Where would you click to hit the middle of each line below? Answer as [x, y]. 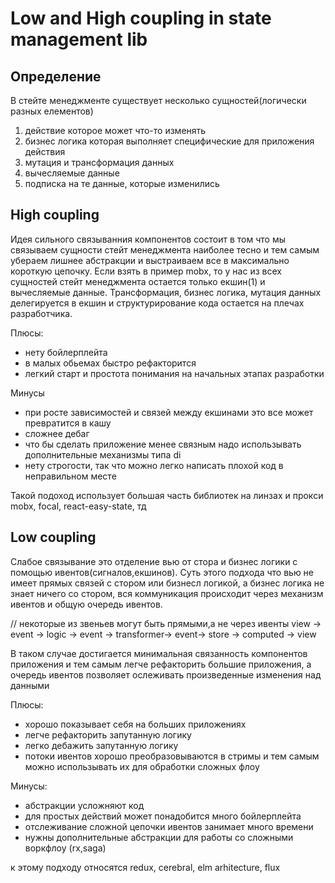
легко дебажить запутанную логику [101, 745]
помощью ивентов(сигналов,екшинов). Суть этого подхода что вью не [162, 572]
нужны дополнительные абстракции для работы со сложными [159, 837]
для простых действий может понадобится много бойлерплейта [163, 816]
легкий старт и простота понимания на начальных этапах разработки [174, 373]
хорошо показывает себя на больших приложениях [135, 724]
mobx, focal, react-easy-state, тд [78, 506]
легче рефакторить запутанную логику [108, 734]
